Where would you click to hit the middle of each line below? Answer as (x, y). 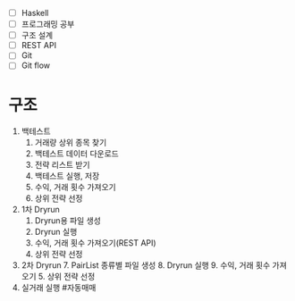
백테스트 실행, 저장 (67, 176)
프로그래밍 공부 (48, 24)
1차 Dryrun (40, 210)
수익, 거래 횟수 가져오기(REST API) (96, 243)
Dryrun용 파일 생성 (68, 221)
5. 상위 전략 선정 (67, 277)
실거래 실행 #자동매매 (59, 288)
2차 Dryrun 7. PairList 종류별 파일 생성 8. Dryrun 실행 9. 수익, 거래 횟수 (146, 265)
